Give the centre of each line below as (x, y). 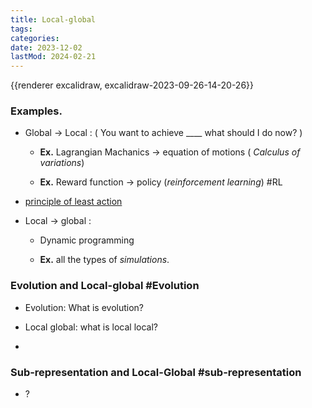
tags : (21, 29)
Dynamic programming (87, 240)
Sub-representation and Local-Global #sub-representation (156, 372)
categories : (35, 38)
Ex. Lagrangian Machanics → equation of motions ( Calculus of (170, 152)
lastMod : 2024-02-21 (53, 57)
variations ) (62, 163)
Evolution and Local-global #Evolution (105, 286)
